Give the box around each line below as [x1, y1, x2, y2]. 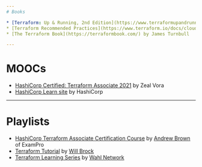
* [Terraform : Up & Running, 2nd [6, 19, 90, 26]
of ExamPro [14, 141, 44, 148]
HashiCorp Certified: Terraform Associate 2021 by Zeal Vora [14, 82, 164, 89]
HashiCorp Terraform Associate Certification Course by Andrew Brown [14, 135, 191, 142]
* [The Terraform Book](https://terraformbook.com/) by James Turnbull [6, 31, 189, 37]
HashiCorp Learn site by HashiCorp [14, 88, 103, 96]
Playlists [6, 115, 50, 129]
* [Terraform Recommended [6, 25, 71, 31]
